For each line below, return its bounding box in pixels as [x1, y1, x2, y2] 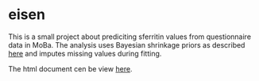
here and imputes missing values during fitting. [8, 48, 162, 58]
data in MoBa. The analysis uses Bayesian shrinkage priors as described [8, 40, 245, 49]
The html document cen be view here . [8, 64, 133, 73]
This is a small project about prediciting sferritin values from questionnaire [8, 32, 252, 41]
